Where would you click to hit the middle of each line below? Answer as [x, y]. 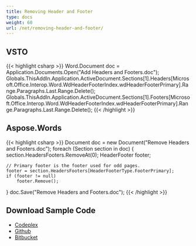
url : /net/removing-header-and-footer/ [55, 28]
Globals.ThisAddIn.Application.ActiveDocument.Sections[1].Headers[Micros [98, 79]
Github [23, 231]
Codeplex [26, 225]
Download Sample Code [51, 210]
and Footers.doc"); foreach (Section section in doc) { [70, 148]
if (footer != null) [31, 176]
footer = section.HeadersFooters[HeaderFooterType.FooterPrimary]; [90, 171]
